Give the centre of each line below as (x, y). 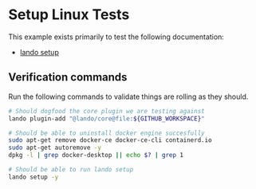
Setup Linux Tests (69, 15)
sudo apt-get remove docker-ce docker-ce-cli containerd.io (110, 140)
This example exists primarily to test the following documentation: (116, 37)
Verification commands (68, 77)
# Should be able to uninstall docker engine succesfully (106, 133)
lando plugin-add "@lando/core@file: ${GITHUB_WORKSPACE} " (106, 118)
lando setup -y (33, 177)
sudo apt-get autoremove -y (55, 148)
